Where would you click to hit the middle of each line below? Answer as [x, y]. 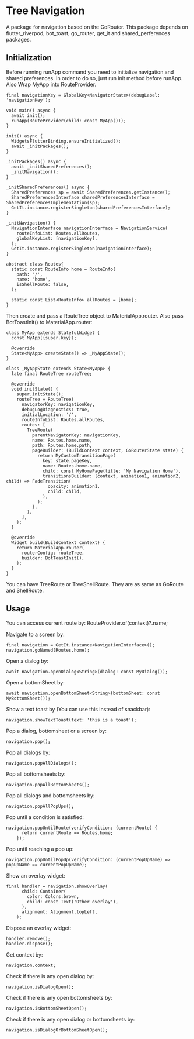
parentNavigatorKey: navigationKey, [76, 435]
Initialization [29, 58]
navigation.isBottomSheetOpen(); [47, 1008]
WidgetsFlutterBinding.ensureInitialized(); [66, 141]
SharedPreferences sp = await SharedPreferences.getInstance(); [91, 192]
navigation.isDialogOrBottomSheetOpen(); [57, 1030]
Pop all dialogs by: [28, 752]
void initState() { [35, 389]
